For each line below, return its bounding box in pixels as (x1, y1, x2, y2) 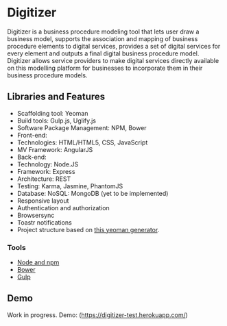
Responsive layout (16, 197, 69, 205)
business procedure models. (7, 71, 88, 79)
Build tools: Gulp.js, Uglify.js (16, 116, 97, 125)
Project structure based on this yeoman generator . (16, 225, 160, 234)
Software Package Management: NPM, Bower (16, 123, 147, 131)
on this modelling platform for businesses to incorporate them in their (7, 64, 203, 72)
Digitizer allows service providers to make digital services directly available (7, 56, 219, 64)
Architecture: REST (16, 175, 71, 183)
